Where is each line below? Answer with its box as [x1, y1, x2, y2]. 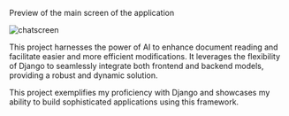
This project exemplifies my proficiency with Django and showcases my [9, 88, 270, 97]
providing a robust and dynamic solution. [9, 70, 158, 81]
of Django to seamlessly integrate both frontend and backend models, [9, 61, 264, 71]
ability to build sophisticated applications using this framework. [9, 97, 240, 107]
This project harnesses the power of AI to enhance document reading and [9, 42, 278, 52]
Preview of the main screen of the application [9, 8, 175, 18]
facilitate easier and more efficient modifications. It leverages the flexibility [9, 51, 281, 61]
